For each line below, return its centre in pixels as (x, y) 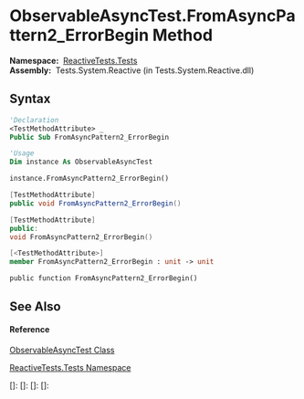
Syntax (30, 99)
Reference (30, 330)
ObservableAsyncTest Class (62, 350)
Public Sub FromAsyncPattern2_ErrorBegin (89, 137)
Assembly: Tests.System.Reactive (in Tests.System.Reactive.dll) (132, 70)
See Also (35, 306)
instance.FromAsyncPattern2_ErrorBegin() (89, 179)
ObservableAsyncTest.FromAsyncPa (152, 16)
